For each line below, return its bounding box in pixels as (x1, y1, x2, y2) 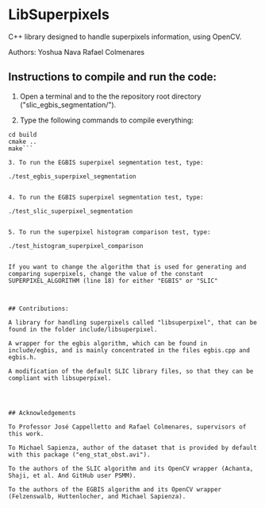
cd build (8, 130, 37, 138)
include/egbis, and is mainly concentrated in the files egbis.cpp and (8, 346, 250, 355)
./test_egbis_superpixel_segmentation (8, 173, 136, 180)
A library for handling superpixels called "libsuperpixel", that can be (8, 318, 258, 327)
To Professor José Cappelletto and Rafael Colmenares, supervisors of (8, 423, 247, 431)
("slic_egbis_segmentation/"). (19, 99, 117, 109)
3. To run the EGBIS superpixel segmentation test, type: (8, 158, 204, 166)
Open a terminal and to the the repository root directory (19, 91, 202, 101)
